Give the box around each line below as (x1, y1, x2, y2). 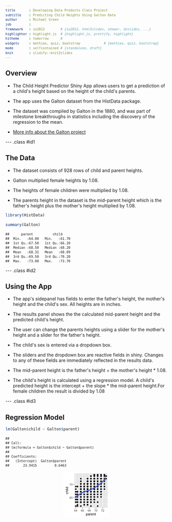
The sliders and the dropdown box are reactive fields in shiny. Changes (12, 352, 164, 358)
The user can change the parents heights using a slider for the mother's (12, 326, 165, 333)
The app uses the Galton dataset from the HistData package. (12, 98, 142, 104)
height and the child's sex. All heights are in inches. (12, 301, 122, 307)
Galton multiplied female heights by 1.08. (12, 177, 99, 183)
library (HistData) (5, 212, 45, 218)
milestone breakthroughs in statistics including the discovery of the (12, 113, 156, 120)
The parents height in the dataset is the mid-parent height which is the (12, 197, 162, 203)
